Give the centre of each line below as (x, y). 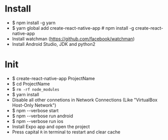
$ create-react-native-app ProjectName (53, 78)
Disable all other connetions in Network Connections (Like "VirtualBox (85, 100)
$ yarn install (25, 94)
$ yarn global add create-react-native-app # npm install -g (73, 28)
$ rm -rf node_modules (36, 89)
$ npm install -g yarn (34, 23)
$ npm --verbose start (35, 110)
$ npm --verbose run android (43, 116)
